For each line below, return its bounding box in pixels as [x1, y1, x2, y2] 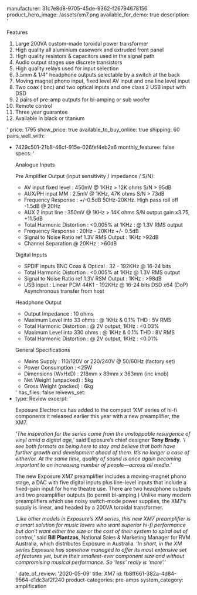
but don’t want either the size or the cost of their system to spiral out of [15, 528, 188, 535]
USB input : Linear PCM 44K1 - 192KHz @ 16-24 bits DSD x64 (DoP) [23, 281, 188, 288]
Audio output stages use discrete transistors [15, 59, 123, 66]
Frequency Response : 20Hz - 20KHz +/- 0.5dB [23, 228, 140, 234]
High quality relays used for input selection [15, 65, 119, 72]
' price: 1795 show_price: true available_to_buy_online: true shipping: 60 [6, 126, 181, 133]
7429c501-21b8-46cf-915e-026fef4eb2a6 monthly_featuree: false [15, 143, 175, 151]
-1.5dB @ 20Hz [23, 203, 61, 210]
